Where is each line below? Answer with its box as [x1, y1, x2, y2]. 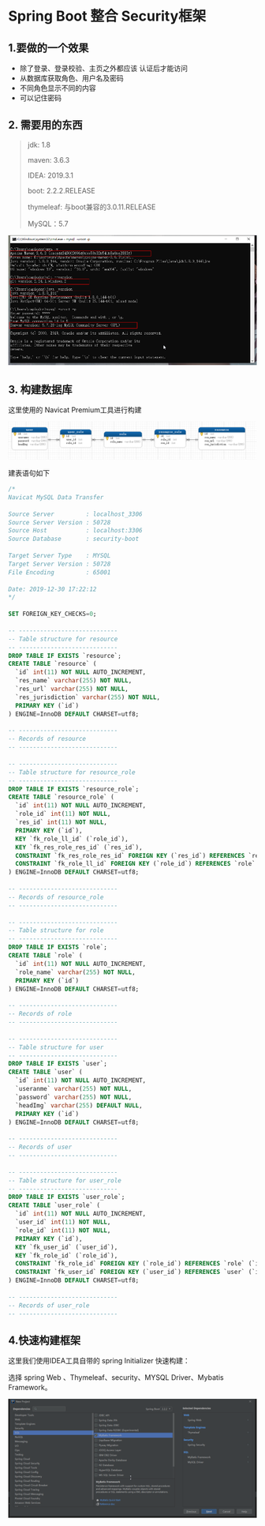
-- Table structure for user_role [8, 1176, 122, 1185]
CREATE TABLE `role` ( [8, 952, 83, 960]
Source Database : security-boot [8, 535, 140, 543]
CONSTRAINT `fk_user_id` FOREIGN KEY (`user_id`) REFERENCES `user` [15, 1269, 245, 1276]
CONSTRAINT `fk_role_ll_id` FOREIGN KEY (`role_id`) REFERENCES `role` [15, 860, 256, 868]
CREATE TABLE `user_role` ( [8, 1201, 101, 1209]
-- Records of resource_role [8, 893, 104, 901]
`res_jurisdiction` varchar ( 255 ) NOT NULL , [15, 693, 160, 701]
